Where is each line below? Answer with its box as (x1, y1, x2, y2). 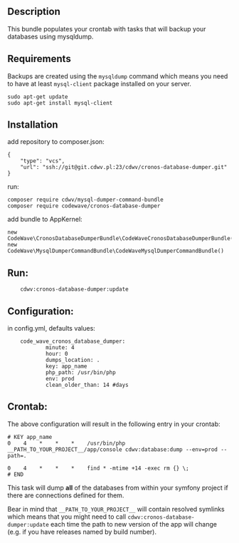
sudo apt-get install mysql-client (7, 99, 113, 106)
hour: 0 (45, 351, 69, 358)
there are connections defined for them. (7, 491, 124, 500)
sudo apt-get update (7, 93, 69, 100)
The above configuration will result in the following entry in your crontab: (7, 420, 221, 428)
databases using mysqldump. (7, 32, 94, 41)
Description (7, 6, 60, 18)
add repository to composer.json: (7, 138, 105, 146)
